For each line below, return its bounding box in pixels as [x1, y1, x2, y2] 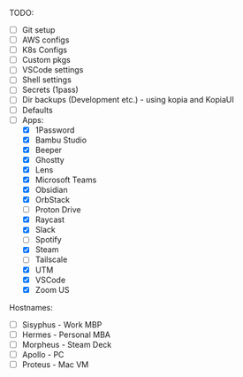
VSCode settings [21, 65, 84, 75]
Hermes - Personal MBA [21, 329, 110, 340]
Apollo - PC [21, 349, 65, 359]
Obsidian [34, 185, 68, 195]
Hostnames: [9, 302, 53, 312]
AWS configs [21, 35, 70, 45]
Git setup [21, 25, 56, 35]
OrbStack [34, 195, 71, 205]
